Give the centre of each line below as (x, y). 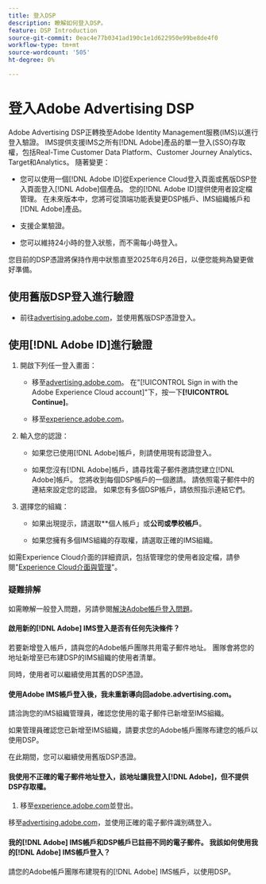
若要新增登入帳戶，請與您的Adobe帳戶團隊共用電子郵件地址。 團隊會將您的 (131, 647)
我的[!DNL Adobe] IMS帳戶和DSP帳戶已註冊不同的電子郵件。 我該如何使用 (130, 842)
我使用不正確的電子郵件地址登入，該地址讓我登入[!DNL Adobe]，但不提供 (129, 777)
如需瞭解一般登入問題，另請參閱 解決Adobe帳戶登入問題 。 (102, 608)
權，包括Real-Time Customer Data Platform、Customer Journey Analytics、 (132, 152)
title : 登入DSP (32, 16)
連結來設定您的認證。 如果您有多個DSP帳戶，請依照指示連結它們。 (141, 490)
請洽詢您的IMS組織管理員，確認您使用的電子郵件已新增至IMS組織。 (118, 713)
